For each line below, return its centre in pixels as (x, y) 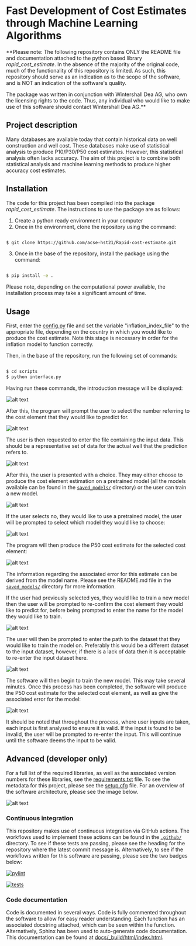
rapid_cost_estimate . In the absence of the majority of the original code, (93, 64)
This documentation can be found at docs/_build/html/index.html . (85, 937)
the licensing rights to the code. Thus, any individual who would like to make (98, 100)
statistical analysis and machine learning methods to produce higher (88, 164)
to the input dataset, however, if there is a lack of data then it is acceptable (96, 652)
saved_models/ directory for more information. (61, 586)
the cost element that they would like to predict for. (67, 417)
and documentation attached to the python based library (74, 58)
